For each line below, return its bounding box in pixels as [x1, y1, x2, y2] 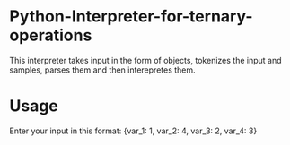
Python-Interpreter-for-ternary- [9, 6, 253, 27]
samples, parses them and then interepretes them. [9, 64, 196, 75]
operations [9, 25, 92, 46]
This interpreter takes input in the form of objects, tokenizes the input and [9, 55, 282, 65]
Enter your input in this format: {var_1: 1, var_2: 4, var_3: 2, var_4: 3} [9, 125, 258, 136]
